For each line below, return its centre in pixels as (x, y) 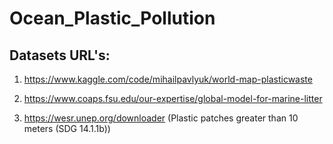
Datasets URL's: (60, 55)
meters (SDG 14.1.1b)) (67, 128)
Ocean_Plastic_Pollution (112, 18)
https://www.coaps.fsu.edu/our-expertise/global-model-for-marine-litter (173, 98)
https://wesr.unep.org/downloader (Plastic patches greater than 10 (161, 118)
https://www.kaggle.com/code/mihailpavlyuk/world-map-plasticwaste (168, 79)
